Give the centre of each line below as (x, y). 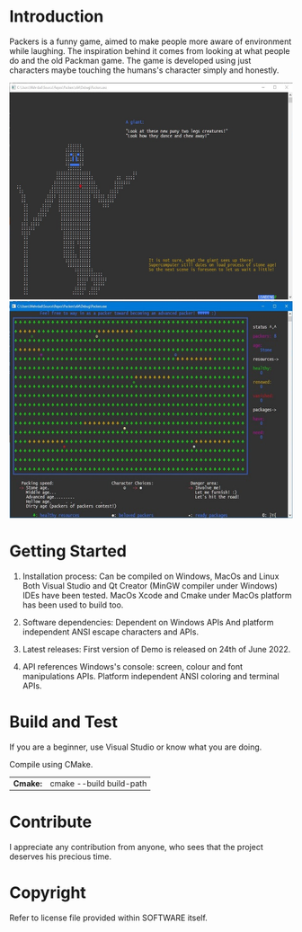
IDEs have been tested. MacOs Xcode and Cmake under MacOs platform (157, 595)
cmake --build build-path (98, 783)
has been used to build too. (73, 605)
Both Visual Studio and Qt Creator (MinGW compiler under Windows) (150, 585)
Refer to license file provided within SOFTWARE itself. (109, 918)
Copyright (48, 893)
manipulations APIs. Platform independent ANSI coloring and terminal (151, 676)
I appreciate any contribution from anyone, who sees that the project (136, 847)
